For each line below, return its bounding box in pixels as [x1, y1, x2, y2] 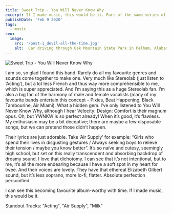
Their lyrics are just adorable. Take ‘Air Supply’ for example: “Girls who [5, 134, 154, 140]
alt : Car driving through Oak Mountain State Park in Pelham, [14, 46, 153, 51]
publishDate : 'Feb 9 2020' [5, 17, 63, 22]
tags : [5, 22, 17, 27]
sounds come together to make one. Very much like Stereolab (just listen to [5, 75, 164, 81]
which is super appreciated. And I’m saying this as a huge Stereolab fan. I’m [5, 85, 165, 92]
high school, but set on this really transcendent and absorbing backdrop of [5, 150, 163, 156]
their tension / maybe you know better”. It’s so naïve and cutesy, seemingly [5, 144, 163, 151]
